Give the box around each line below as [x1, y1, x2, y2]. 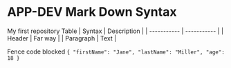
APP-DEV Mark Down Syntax [7, 4, 177, 20]
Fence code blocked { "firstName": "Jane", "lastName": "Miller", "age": [7, 47, 225, 56]
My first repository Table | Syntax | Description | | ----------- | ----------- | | [7, 27, 223, 35]
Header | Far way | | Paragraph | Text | [7, 34, 117, 42]
